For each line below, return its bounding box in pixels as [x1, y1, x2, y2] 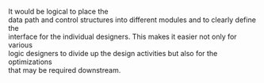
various [8, 40, 33, 50]
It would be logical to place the [8, 7, 109, 16]
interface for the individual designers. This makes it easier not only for [8, 32, 237, 41]
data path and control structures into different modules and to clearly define [8, 15, 256, 25]
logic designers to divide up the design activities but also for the [8, 49, 218, 58]
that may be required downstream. [8, 66, 121, 74]
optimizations [8, 57, 53, 66]
